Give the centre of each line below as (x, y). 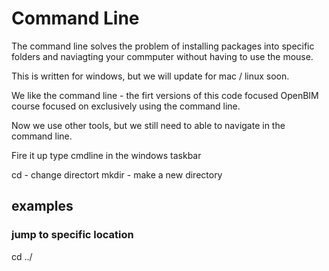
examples (42, 206)
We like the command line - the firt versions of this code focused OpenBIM (165, 95)
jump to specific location (72, 235)
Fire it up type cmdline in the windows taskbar (106, 155)
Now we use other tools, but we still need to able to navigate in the (148, 125)
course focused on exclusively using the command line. (126, 106)
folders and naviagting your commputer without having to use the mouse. (162, 56)
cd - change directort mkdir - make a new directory (117, 174)
